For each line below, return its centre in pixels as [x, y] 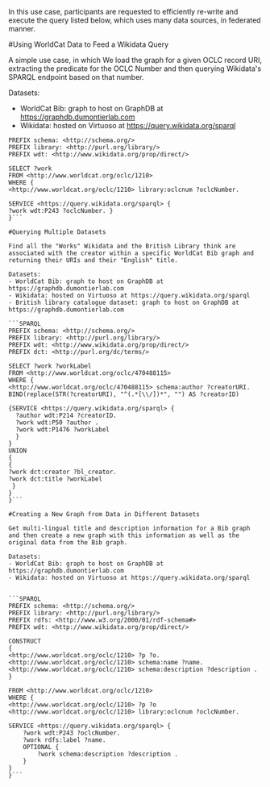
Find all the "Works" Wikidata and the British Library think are [122, 246]
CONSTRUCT [25, 641]
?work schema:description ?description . [108, 754]
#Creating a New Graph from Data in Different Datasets [104, 514]
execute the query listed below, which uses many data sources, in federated [135, 20]
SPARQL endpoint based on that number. [76, 77]
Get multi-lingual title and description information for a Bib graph [129, 528]
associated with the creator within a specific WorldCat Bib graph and [131, 253]
